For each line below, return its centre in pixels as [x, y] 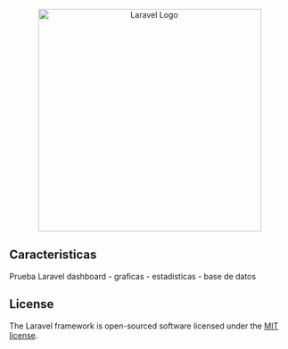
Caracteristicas [53, 255]
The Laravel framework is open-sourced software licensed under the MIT [144, 326]
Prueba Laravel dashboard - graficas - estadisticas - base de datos [133, 276]
